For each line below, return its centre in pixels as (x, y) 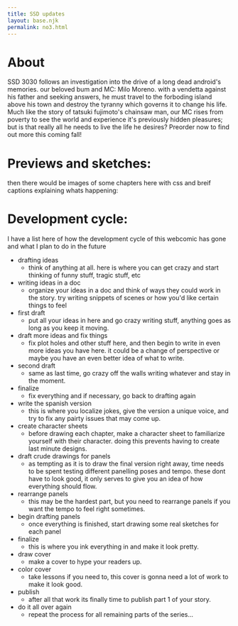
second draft (36, 366)
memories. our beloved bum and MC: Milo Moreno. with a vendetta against (117, 89)
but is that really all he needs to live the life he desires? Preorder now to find (118, 127)
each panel (45, 532)
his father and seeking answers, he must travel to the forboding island (110, 97)
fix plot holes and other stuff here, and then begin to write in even (124, 343)
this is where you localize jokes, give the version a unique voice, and (128, 411)
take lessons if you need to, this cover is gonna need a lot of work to (128, 577)
